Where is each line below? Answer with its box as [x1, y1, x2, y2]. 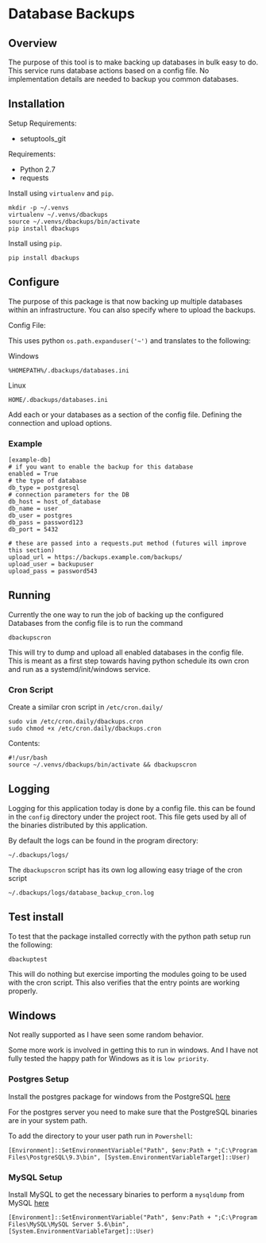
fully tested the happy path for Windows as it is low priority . [8, 1054, 209, 1063]
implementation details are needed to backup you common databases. [8, 75, 239, 83]
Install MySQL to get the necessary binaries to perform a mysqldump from [8, 1190, 245, 1199]
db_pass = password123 [8, 518, 83, 527]
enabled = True [8, 469, 59, 477]
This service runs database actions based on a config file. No [8, 66, 210, 75]
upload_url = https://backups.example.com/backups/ [8, 553, 183, 561]
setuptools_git [19, 133, 66, 143]
